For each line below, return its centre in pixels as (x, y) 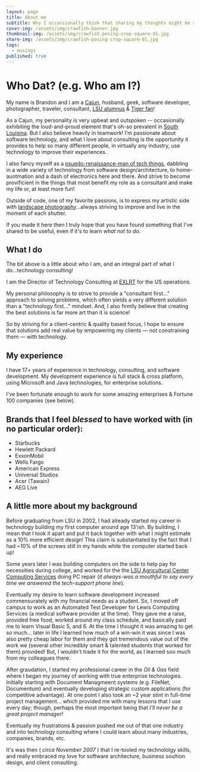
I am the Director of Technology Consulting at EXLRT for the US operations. (99, 282)
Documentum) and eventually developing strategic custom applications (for (99, 688)
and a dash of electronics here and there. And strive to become (112, 176)
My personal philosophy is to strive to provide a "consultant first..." (88, 294)
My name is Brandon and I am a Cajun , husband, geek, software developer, (98, 102)
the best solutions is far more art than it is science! (68, 313)
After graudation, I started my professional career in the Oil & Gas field (93, 669)
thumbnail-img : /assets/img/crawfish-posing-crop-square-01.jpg (87, 34)
